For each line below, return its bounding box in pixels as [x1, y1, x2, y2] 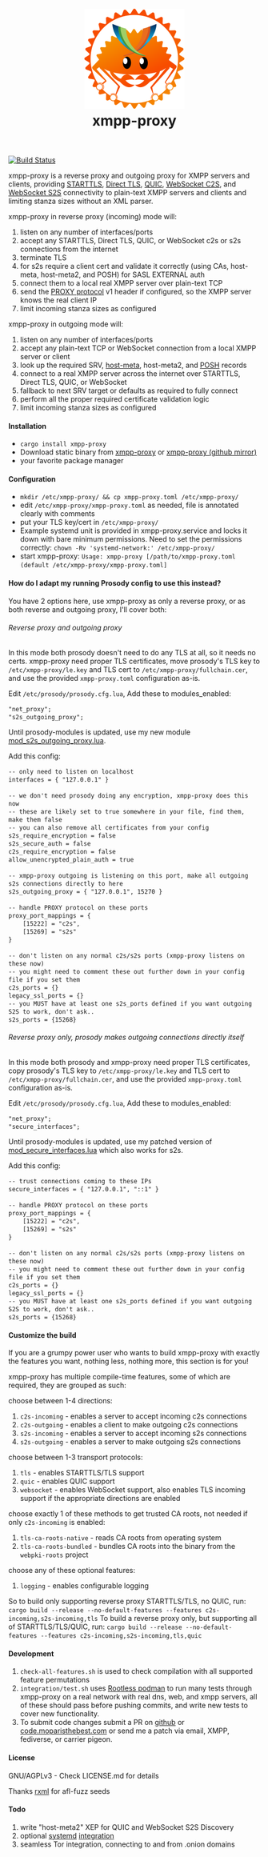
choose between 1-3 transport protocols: [8, 1452, 143, 1463]
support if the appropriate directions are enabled [19, 1494, 181, 1503]
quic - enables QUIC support [19, 1476, 115, 1487]
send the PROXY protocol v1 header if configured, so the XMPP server [19, 286, 252, 296]
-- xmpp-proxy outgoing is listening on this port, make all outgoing [8, 871, 249, 879]
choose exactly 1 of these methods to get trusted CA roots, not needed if [8, 1509, 248, 1519]
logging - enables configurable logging [19, 1581, 150, 1591]
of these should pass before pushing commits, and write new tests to [19, 1700, 248, 1711]
